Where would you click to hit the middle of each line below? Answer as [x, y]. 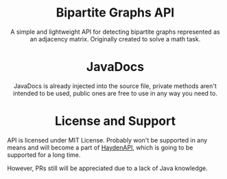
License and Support [115, 121]
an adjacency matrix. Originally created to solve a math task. [115, 39]
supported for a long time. [44, 155]
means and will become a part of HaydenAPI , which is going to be [100, 147]
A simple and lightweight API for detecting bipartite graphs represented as [115, 32]
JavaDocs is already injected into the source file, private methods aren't [115, 86]
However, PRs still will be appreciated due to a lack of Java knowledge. [107, 168]
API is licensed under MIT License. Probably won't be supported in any [107, 140]
